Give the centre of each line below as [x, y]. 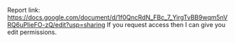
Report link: [24, 10]
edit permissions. [32, 32]
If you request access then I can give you [166, 25]
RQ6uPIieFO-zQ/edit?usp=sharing [56, 25]
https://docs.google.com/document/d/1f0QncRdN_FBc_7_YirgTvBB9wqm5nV [117, 17]
